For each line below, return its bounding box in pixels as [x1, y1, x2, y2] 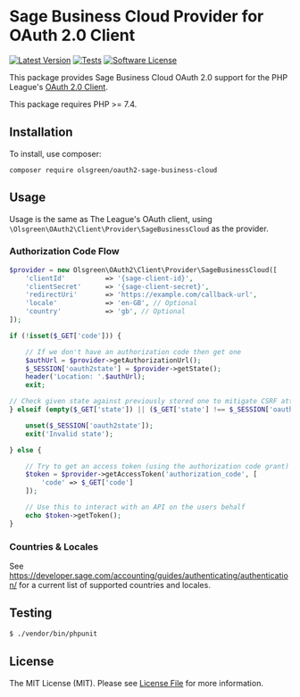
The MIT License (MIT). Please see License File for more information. [9, 677, 263, 688]
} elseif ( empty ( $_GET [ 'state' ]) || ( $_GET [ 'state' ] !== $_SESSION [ [9, 405, 270, 414]
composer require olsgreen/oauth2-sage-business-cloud [9, 165, 218, 175]
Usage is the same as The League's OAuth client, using [9, 213, 212, 224]
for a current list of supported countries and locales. [19, 580, 212, 591]
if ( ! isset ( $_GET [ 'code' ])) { [9, 331, 122, 340]
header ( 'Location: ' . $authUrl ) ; [25, 372, 146, 381]
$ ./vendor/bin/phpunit [9, 629, 98, 638]
